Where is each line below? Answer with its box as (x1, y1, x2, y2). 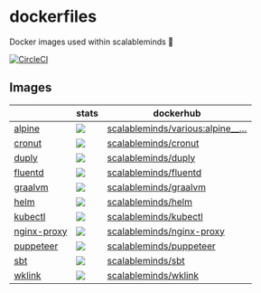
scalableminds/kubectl (107, 210, 203, 222)
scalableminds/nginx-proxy (107, 224, 226, 237)
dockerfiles (9, 6, 98, 27)
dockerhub (153, 107, 201, 119)
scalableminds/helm (107, 195, 192, 208)
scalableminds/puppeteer (107, 240, 216, 252)
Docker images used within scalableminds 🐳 (9, 36, 174, 47)
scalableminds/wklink (107, 269, 199, 281)
